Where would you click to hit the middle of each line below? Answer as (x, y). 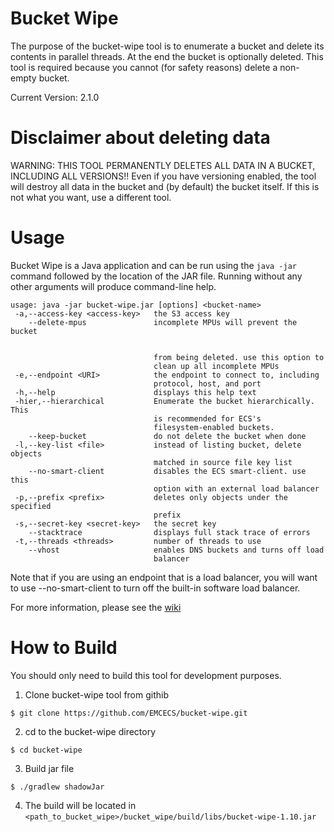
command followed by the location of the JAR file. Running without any (156, 276)
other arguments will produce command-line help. (113, 286)
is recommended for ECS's (207, 418)
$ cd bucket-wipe (46, 750)
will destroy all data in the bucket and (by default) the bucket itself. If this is (165, 186)
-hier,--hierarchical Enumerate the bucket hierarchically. (164, 401)
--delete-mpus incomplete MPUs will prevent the (163, 322)
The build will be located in (80, 805)
